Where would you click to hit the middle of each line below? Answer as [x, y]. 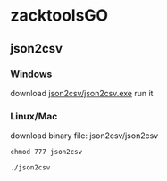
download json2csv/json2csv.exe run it [82, 93]
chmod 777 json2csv [46, 152]
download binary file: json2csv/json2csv [84, 136]
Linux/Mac [34, 116]
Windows [31, 74]
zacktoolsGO [59, 16]
